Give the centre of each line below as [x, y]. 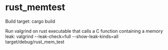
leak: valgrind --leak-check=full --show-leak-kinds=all [62, 36]
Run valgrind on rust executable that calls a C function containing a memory [84, 31]
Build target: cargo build [30, 21]
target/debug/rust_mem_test [35, 41]
